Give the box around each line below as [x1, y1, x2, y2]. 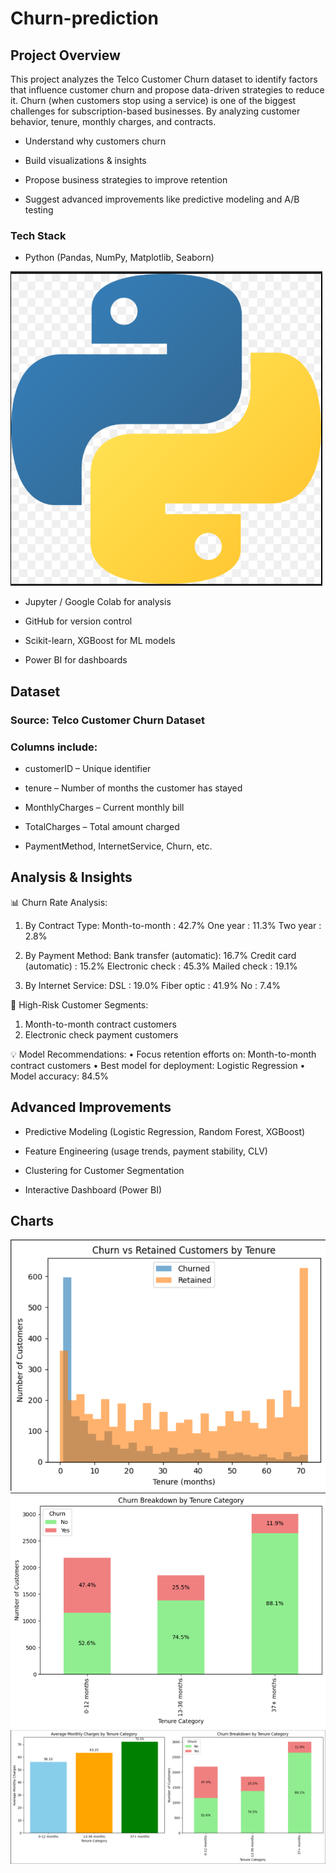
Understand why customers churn [24, 135, 167, 147]
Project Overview [10, 47, 121, 64]
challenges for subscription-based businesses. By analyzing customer [10, 105, 301, 117]
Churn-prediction [10, 7, 159, 30]
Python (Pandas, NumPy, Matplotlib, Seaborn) [24, 252, 215, 264]
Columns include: [10, 740, 98, 754]
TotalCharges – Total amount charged [24, 820, 180, 832]
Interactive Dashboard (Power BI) [24, 1183, 163, 1196]
